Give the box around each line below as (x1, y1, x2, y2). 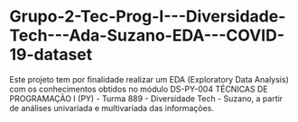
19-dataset (9, 45, 93, 65)
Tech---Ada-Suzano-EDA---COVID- (9, 25, 285, 46)
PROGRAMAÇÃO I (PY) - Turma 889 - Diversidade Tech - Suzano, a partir (9, 92, 283, 104)
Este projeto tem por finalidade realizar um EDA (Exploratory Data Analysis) (9, 74, 289, 84)
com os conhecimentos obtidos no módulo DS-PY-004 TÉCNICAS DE (9, 83, 268, 94)
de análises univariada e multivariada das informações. (9, 102, 215, 113)
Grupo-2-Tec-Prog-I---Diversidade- (9, 6, 286, 27)
